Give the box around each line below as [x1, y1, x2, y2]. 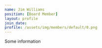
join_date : [4, 20, 27, 26]
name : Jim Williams [4, 7, 45, 12]
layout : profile [4, 16, 38, 21]
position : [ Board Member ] [4, 12, 58, 16]
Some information [4, 38, 41, 44]
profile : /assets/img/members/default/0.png [4, 25, 98, 30]
